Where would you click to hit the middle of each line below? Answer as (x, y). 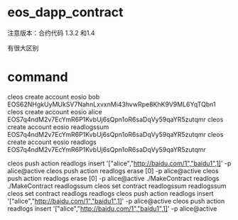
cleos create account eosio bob (54, 97)
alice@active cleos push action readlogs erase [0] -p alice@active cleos (113, 170)
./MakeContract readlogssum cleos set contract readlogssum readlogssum (117, 186)
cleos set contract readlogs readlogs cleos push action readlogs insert (111, 193)
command (38, 77)
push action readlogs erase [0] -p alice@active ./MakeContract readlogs (113, 178)
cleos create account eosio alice (55, 111)
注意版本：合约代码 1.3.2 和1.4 (51, 33)
